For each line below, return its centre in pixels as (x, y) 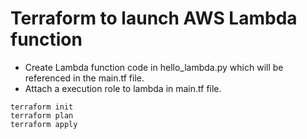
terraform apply (44, 124)
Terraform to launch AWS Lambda (154, 18)
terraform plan (42, 115)
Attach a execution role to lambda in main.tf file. (123, 88)
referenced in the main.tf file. (84, 78)
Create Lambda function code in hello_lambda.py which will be (154, 67)
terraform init (42, 107)
